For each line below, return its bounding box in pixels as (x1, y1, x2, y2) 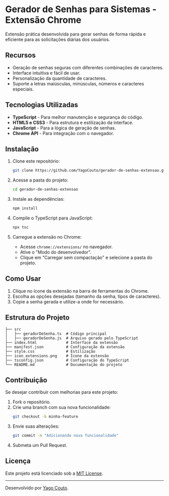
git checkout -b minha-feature (12, 414, 78, 419)
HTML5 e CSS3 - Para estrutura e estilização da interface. (12, 119, 134, 125)
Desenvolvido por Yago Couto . (5, 484, 69, 491)
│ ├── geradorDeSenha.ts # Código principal (5, 331, 107, 336)
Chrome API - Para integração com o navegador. (12, 130, 114, 136)
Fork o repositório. (12, 399, 51, 405)
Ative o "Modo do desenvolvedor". (20, 249, 92, 255)
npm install (12, 206, 38, 211)
